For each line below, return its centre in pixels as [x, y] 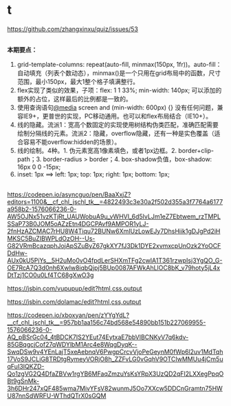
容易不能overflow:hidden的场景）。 [72, 142]
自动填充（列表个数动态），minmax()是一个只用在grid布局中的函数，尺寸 [119, 73]
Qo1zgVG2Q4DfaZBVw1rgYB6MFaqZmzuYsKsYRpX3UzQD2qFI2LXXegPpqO [115, 374]
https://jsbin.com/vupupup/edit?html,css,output [75, 288]
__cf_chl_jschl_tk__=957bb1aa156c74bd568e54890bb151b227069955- [107, 322]
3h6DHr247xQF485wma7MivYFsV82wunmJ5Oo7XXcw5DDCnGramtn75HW [115, 388]
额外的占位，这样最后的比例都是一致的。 [74, 99]
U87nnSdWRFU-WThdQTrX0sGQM [57, 396]
